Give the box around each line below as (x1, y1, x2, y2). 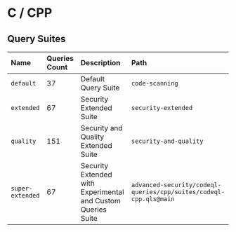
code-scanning (131, 79, 178, 87)
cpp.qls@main (131, 195, 175, 203)
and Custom (80, 196, 121, 205)
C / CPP (7, 5, 53, 21)
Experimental (80, 187, 124, 197)
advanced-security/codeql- (131, 181, 222, 189)
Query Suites (7, 33, 66, 45)
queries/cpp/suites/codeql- (131, 188, 225, 196)
